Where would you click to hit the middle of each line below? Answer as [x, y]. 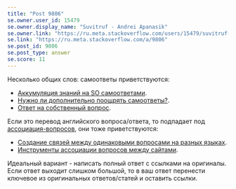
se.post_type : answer [39, 53]
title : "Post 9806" [36, 14]
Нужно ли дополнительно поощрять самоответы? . [93, 100]
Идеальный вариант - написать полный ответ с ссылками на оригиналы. [117, 163]
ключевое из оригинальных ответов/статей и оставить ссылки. [103, 178]
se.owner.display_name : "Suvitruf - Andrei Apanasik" [88, 27]
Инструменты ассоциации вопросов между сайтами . [98, 149]
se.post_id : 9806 [33, 46]
